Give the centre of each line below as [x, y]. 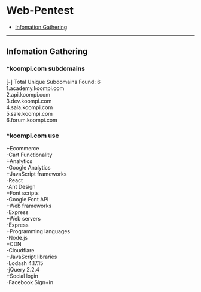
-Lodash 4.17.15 [25, 263]
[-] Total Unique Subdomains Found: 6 [53, 82]
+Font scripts [22, 193]
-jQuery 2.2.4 [23, 269]
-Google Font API [28, 199]
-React [14, 180]
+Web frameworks [29, 206]
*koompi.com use [33, 136]
